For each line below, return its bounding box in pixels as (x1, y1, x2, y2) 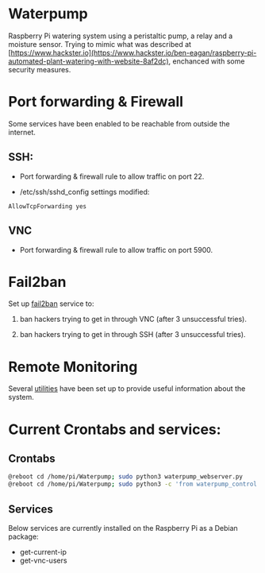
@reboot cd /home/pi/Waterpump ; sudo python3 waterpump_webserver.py (8, 473, 244, 481)
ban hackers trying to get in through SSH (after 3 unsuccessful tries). (19, 330, 246, 339)
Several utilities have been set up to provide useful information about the (8, 384, 246, 393)
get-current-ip (19, 547, 67, 556)
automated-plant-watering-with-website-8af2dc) (8, 56, 169, 66)
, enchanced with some (168, 56, 245, 66)
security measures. (8, 64, 71, 74)
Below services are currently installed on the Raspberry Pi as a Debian (8, 523, 238, 532)
